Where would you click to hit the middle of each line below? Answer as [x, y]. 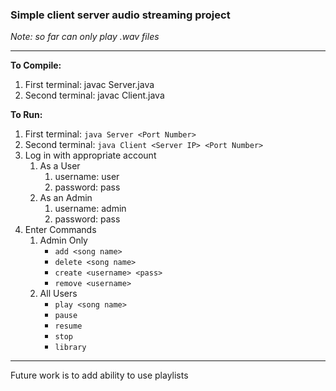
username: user [87, 177]
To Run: [26, 115]
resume [68, 326]
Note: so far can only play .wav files [85, 37]
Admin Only [63, 240]
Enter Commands [60, 230]
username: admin [90, 209]
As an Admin [66, 198]
